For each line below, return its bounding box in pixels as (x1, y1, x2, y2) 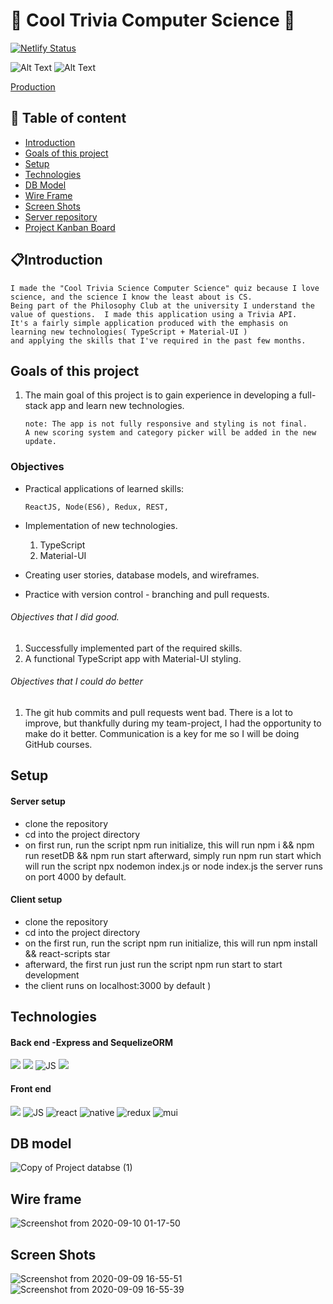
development (24, 969, 80, 981)
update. (24, 437, 57, 447)
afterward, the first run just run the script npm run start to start (24, 958, 283, 970)
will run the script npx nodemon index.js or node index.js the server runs (24, 860, 323, 872)
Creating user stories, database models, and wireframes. (24, 569, 260, 581)
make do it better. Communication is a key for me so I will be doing (24, 728, 300, 740)
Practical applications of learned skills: (24, 482, 185, 494)
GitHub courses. (24, 739, 93, 751)
